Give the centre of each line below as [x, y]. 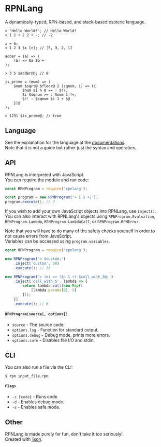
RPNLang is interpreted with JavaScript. [45, 174]
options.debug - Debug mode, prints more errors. [61, 335]
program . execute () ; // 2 [30, 202]
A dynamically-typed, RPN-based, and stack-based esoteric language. [75, 22]
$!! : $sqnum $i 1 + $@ [46, 99]
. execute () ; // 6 [31, 304]
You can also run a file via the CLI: [39, 367]
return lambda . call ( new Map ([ [53, 286]
